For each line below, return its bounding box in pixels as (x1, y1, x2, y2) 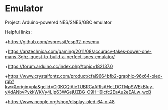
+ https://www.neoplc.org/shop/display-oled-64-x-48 (5, 98, 115, 105)
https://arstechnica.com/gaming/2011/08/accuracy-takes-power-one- (8, 48, 152, 54)
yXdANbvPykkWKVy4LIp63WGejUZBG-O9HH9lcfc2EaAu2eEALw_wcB (5, 89, 151, 95)
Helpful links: (5, 29, 32, 35)
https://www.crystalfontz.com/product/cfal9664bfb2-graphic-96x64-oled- (8, 73, 163, 79)
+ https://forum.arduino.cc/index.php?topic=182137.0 (5, 63, 113, 69)
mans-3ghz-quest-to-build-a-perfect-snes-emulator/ (5, 53, 115, 60)
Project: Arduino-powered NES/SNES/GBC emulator (5, 19, 112, 25)
